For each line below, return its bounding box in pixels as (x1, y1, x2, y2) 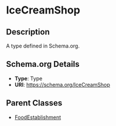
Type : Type (14, 74, 43, 82)
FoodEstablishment (14, 114, 62, 121)
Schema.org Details (6, 59, 80, 69)
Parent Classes (6, 98, 63, 108)
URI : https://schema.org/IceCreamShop (14, 81, 110, 88)
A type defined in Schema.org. (6, 42, 80, 49)
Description (6, 27, 50, 37)
